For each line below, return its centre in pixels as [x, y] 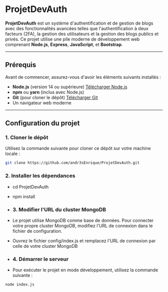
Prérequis [21, 65]
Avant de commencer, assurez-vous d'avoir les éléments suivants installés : [83, 77]
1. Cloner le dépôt [27, 137]
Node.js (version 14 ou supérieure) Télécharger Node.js [70, 87]
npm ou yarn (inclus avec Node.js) [48, 92]
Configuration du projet [42, 123]
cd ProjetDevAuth [30, 187]
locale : [13, 154]
